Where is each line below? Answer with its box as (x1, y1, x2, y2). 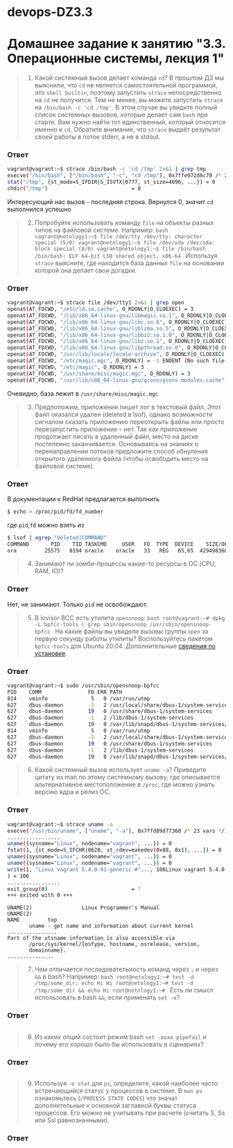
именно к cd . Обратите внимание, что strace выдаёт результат (34, 126, 221, 134)
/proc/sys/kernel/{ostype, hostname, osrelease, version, (28, 941, 200, 948)
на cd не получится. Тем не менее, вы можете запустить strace (34, 96, 223, 104)
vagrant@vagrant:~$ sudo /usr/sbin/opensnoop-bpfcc (7, 682, 159, 689)
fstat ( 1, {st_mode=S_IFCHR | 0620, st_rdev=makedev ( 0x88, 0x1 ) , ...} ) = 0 (7, 847, 222, 854)
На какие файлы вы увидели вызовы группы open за (55, 627, 209, 635)
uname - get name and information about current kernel (28, 922, 194, 930)
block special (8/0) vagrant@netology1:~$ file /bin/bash (34, 245, 206, 252)
